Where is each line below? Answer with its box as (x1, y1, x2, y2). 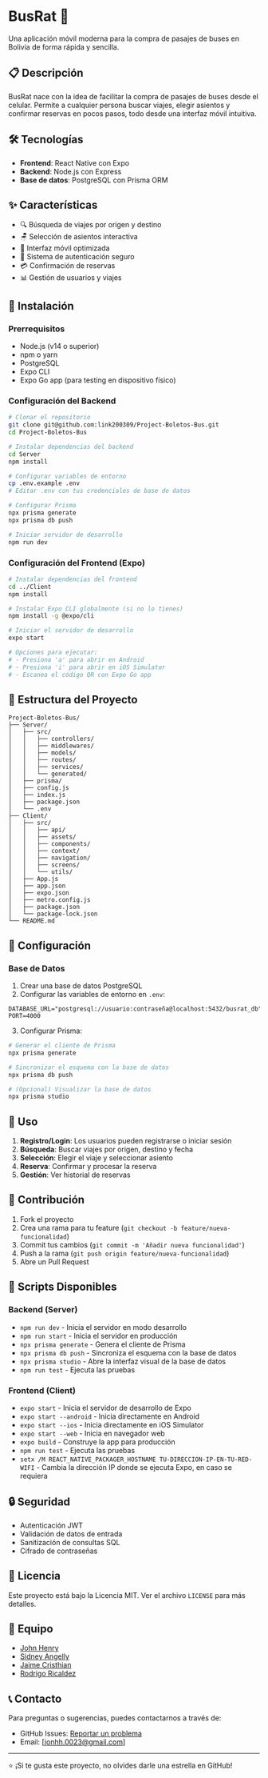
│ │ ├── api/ (8, 826, 66, 835)
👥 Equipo (8, 1622, 53, 1636)
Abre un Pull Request (19, 1256, 89, 1267)
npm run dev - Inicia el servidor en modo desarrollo (19, 1322, 187, 1331)
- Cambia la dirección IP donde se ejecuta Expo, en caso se (36, 1462, 233, 1472)
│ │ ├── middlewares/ (8, 742, 94, 751)
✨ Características (8, 198, 98, 211)
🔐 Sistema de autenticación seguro (19, 252, 135, 262)
